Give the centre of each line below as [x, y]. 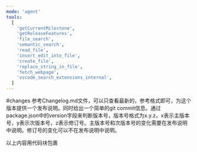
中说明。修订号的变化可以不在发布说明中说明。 [63, 130]
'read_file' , [33, 50]
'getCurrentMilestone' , [46, 28]
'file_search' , [35, 39]
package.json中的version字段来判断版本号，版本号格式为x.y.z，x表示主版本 [98, 115]
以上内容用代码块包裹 [32, 143]
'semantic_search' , [41, 45]
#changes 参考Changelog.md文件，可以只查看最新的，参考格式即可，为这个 [99, 101]
